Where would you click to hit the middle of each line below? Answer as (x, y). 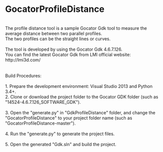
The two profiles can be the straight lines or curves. (58, 39)
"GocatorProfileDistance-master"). (40, 123)
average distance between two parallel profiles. (54, 33)
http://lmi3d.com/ (23, 60)
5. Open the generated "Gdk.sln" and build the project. (61, 144)
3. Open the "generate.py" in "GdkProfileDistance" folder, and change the (80, 112)
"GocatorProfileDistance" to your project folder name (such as (69, 118)
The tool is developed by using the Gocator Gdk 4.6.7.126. (64, 49)
